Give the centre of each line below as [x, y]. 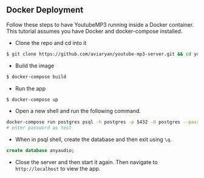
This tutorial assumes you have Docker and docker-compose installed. [94, 31]
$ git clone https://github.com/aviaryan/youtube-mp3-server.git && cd [99, 54]
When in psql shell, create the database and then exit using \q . [93, 140]
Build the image [35, 66]
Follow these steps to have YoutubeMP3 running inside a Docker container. [100, 24]
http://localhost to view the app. [58, 169]
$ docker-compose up [32, 100]
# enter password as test [39, 128]
